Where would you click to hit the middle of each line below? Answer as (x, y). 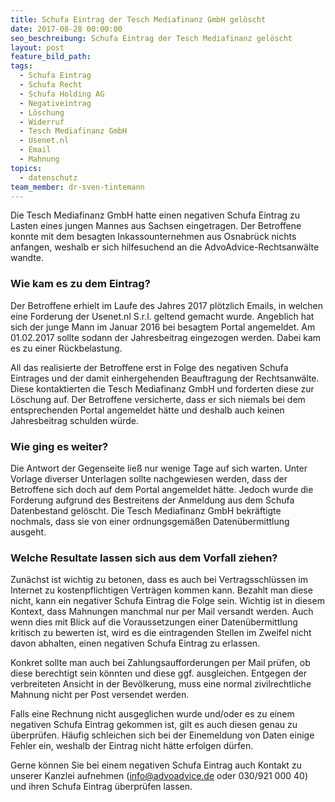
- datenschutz (48, 177)
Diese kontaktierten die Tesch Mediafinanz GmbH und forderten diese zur (162, 388)
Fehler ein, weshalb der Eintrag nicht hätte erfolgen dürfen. (132, 746)
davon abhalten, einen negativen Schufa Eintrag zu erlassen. (135, 643)
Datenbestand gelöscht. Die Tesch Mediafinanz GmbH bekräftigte (146, 510)
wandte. (27, 258)
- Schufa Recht (51, 85)
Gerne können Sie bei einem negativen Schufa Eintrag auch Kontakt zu (156, 765)
